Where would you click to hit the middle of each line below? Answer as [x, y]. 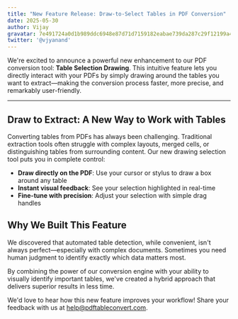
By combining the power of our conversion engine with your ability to [108, 271]
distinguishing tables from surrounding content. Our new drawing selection [117, 151]
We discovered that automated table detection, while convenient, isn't [109, 242]
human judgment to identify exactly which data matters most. [97, 257]
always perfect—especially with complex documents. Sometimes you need [117, 250]
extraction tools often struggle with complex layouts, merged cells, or [108, 144]
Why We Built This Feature [67, 225]
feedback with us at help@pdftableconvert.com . [78, 307]
